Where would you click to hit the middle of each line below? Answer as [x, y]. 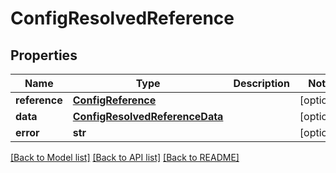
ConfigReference [114, 100]
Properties [44, 55]
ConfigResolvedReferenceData [148, 116]
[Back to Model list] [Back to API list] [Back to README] [125, 157]
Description [261, 83]
